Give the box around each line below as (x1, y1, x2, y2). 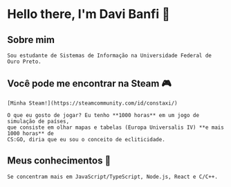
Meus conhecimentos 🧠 (7, 155, 111, 167)
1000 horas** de (7, 130, 54, 137)
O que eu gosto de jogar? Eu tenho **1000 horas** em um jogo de (7, 112, 199, 118)
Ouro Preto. (7, 58, 41, 65)
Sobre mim (7, 34, 55, 46)
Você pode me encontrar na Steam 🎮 (7, 78, 172, 89)
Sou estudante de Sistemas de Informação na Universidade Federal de (7, 52, 212, 59)
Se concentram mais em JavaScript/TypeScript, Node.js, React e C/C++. (7, 173, 218, 180)
